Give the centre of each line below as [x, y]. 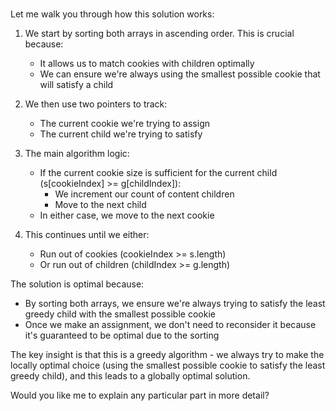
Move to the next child [100, 205]
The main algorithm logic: [77, 154]
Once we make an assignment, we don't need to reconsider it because [170, 325]
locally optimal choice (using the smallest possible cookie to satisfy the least [168, 365]
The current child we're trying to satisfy [121, 134]
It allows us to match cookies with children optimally [147, 64]
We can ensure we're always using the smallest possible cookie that [180, 74]
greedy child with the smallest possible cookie [120, 314]
